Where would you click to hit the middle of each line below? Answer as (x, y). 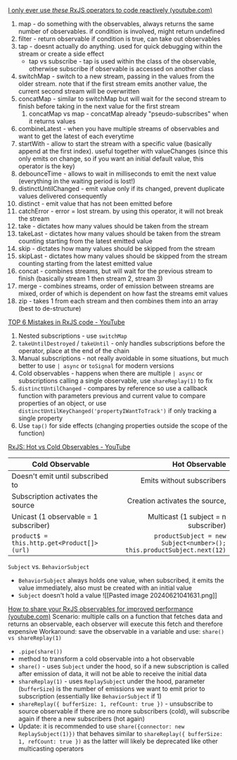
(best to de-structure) (50, 308)
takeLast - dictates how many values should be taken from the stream (119, 233)
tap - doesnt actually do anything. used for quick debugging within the (120, 46)
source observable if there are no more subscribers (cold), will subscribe (124, 711)
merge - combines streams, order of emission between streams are (116, 286)
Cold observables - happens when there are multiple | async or (110, 373)
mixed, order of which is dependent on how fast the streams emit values (123, 293)
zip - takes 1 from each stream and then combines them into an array (118, 301)
